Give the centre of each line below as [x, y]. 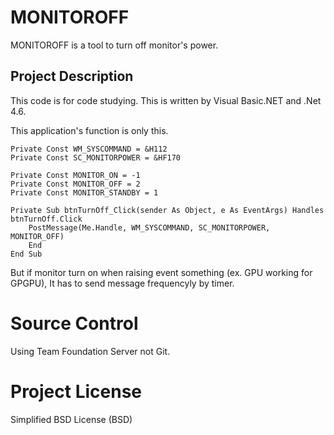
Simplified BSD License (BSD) [71, 419]
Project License [76, 391]
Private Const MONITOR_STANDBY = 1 [84, 192]
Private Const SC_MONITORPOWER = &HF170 [96, 157]
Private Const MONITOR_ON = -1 [75, 175]
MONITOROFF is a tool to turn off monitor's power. [114, 45]
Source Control [74, 323]
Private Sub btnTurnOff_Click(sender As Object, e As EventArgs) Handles [167, 210]
